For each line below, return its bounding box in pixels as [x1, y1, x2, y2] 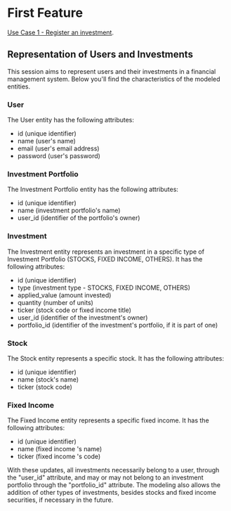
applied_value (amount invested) [17, 290, 112, 299]
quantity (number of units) [17, 298, 93, 306]
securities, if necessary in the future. [7, 496, 114, 504]
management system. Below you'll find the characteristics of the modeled [7, 75, 220, 83]
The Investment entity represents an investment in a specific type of [7, 247, 205, 256]
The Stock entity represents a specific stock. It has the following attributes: [7, 354, 225, 363]
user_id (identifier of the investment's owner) [17, 313, 148, 321]
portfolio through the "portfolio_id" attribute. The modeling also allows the [7, 481, 221, 489]
